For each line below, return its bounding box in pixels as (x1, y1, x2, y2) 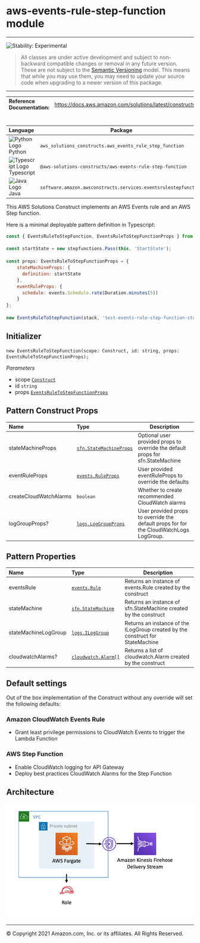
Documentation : (8, 104, 49, 111)
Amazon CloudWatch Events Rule (6, 716, 105, 724)
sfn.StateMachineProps (76, 445, 133, 452)
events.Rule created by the (124, 584, 190, 591)
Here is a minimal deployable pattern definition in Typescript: (6, 221, 156, 228)
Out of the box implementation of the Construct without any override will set (6, 694, 193, 701)
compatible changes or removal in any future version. (46, 60, 178, 67)
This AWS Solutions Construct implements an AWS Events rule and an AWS (6, 203, 191, 210)
